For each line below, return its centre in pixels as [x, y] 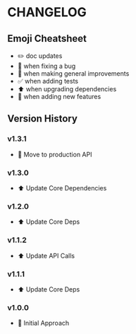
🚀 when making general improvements [73, 74]
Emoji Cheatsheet [47, 39]
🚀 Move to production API [55, 154]
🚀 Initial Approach [43, 323]
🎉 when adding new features [59, 97]
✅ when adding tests [48, 81]
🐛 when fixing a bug [47, 66]
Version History [42, 119]
